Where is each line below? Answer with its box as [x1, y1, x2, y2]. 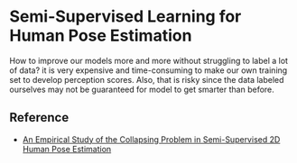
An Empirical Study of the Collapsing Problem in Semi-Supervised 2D [22, 133, 281, 145]
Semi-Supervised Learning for [9, 6, 242, 27]
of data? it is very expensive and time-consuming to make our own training [9, 65, 288, 76]
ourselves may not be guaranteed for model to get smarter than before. [9, 84, 275, 95]
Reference [9, 110, 70, 125]
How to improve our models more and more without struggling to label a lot [9, 55, 289, 66]
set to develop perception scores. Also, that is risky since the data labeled [9, 74, 284, 85]
